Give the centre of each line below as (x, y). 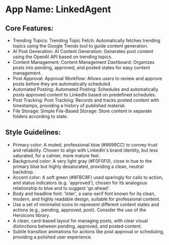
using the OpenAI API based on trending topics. (63, 57)
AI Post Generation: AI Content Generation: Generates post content (83, 51)
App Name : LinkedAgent (58, 9)
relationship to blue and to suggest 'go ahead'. (61, 188)
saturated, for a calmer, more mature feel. (56, 155)
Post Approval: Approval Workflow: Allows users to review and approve (87, 78)
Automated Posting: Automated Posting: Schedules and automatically (86, 89)
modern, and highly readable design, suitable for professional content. (86, 199)
